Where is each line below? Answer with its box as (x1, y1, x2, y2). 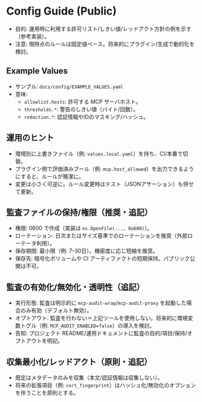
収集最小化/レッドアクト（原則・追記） (6, 356, 152, 367)
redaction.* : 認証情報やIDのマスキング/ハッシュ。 (24, 113, 149, 120)
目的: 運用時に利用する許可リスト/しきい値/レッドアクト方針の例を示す (15, 25, 192, 32)
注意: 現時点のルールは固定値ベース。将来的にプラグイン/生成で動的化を (15, 40, 195, 47)
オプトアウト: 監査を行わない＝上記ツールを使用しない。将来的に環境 (15, 315, 188, 322)
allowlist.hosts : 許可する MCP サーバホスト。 (24, 98, 142, 105)
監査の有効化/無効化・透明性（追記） (6, 282, 145, 292)
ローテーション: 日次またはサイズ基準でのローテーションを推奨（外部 (15, 232, 187, 239)
